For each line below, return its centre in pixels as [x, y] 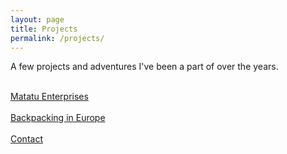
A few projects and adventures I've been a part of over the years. [144, 67]
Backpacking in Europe [58, 118]
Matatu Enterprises [49, 97]
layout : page [37, 19]
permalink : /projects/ [57, 38]
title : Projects [44, 29]
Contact [26, 139]
